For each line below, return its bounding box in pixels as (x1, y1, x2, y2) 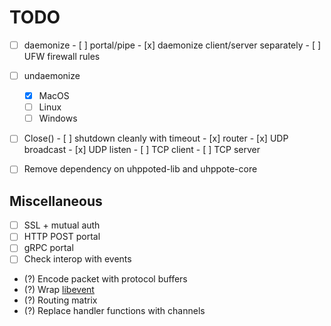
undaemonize (23, 70, 81, 81)
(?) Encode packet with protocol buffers (23, 273, 188, 285)
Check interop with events (23, 253, 132, 265)
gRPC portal (23, 242, 74, 254)
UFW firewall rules (23, 51, 101, 62)
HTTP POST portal (23, 231, 101, 243)
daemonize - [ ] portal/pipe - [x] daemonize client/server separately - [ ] (23, 39, 322, 51)
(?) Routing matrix (23, 294, 98, 306)
